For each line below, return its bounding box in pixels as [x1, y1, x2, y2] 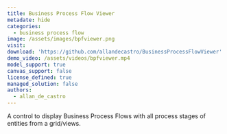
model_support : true [7, 61, 67, 68]
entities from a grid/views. [7, 120, 81, 127]
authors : [7, 87, 32, 93]
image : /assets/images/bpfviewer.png [7, 36, 115, 43]
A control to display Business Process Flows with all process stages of [7, 112, 206, 120]
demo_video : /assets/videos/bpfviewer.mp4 [7, 55, 130, 62]
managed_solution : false [7, 80, 78, 87]
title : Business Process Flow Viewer [7, 10, 115, 17]
